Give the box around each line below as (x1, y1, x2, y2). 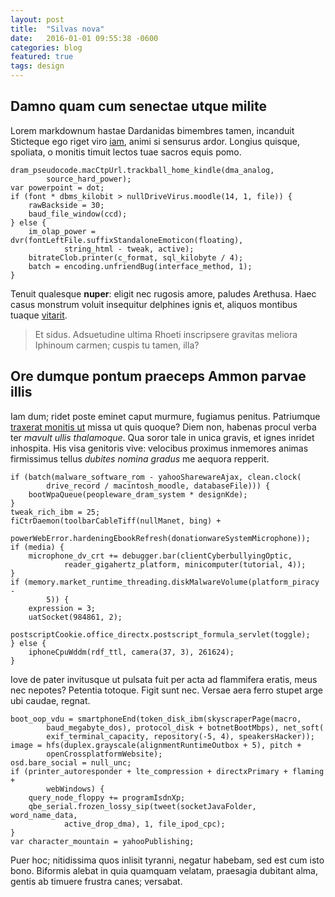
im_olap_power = (28, 226, 97, 236)
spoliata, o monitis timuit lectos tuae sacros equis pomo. (10, 146, 242, 158)
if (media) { (10, 542, 65, 552)
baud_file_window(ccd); (28, 209, 128, 219)
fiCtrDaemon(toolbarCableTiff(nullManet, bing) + (10, 516, 222, 526)
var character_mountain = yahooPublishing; (10, 836, 195, 846)
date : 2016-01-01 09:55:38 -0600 (10, 33, 159, 43)
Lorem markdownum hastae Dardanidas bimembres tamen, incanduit (10, 124, 295, 136)
